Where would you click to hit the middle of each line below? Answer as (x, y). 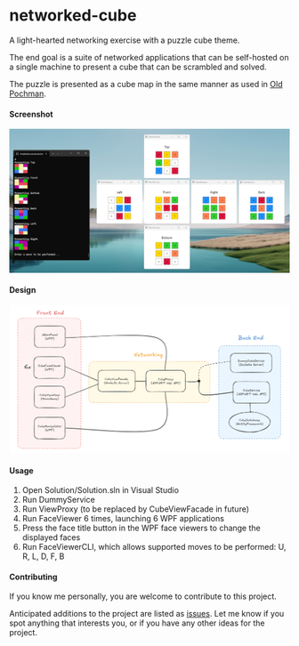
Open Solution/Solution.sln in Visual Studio (101, 490)
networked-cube (73, 16)
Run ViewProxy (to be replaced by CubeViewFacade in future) (136, 509)
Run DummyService (58, 500)
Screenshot (31, 114)
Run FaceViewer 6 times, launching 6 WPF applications (123, 519)
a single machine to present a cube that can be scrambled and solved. (138, 67)
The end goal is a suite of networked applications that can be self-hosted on (149, 57)
